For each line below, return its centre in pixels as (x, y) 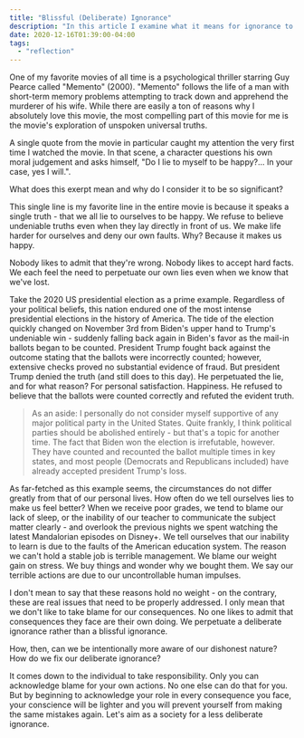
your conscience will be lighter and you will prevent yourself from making (146, 705)
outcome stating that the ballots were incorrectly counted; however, (136, 358)
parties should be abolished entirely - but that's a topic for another (156, 433)
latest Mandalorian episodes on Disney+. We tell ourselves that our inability (149, 537)
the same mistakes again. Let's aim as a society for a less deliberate (136, 714)
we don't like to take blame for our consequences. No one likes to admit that (152, 612)
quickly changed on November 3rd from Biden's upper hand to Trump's (142, 329)
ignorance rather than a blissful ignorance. (89, 631)
